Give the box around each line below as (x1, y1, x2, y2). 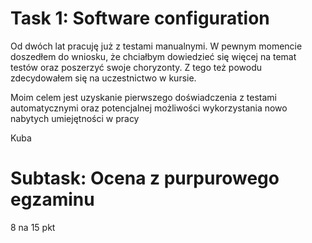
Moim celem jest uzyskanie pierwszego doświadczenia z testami (10, 91, 277, 103)
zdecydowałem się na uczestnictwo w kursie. (10, 72, 197, 84)
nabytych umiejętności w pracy (10, 112, 140, 124)
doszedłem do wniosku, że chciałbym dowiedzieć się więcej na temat (10, 50, 297, 62)
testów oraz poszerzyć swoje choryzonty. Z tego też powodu (10, 61, 263, 73)
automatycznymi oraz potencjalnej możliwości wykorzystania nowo (10, 102, 288, 114)
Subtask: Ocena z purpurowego (10, 167, 280, 190)
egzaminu (10, 188, 95, 211)
